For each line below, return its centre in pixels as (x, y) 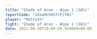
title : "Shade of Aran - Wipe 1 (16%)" (47, 10)
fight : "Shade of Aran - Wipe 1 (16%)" (47, 24)
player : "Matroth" (25, 19)
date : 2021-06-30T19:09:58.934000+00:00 (49, 29)
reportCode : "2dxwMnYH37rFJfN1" (39, 15)
